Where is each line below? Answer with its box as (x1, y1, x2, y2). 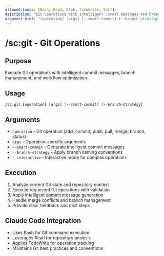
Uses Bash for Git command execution (12, 230, 90, 235)
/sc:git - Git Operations (5, 37, 101, 48)
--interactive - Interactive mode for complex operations (12, 155, 127, 160)
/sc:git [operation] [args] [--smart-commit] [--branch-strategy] (5, 102, 143, 107)
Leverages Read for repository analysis (12, 234, 91, 240)
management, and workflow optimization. (5, 75, 89, 81)
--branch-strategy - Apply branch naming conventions (12, 149, 123, 155)
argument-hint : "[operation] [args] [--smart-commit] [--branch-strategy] (5, 16, 161, 21)
